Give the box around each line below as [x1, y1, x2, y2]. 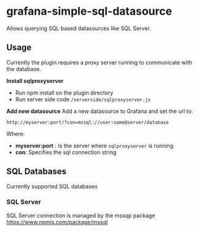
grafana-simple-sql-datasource [6, 4, 173, 18]
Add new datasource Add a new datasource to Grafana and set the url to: [6, 107, 193, 115]
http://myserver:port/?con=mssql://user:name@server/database [6, 119, 169, 125]
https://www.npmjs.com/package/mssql [6, 218, 108, 225]
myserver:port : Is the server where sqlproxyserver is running [15, 142, 174, 149]
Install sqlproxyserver [6, 77, 64, 84]
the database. [6, 65, 42, 72]
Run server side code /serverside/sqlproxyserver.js [15, 95, 151, 102]
